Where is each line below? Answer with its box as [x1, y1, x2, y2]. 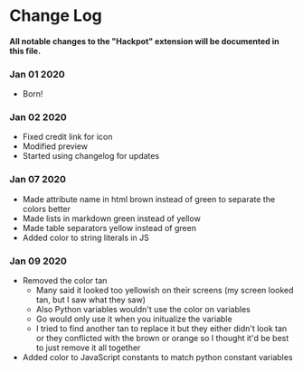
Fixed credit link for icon [22, 132, 113, 143]
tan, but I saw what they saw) [35, 294, 147, 305]
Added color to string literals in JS [22, 232, 149, 243]
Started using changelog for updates [22, 151, 160, 162]
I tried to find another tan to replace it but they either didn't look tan [35, 322, 288, 334]
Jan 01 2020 [9, 68, 65, 80]
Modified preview [22, 141, 89, 152]
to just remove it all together [35, 342, 141, 353]
